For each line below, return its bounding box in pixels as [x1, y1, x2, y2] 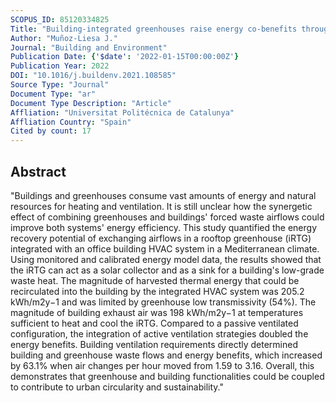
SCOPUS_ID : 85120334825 [10, 14, 110, 25]
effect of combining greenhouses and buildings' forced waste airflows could [10, 211, 325, 223]
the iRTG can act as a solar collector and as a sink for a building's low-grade [10, 264, 325, 276]
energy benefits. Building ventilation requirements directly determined [10, 338, 298, 350]
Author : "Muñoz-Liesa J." [10, 33, 118, 43]
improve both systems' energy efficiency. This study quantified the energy [10, 221, 318, 233]
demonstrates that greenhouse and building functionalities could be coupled [10, 370, 325, 382]
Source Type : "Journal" [10, 80, 110, 90]
